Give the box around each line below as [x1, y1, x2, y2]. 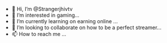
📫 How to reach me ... [11, 31, 66, 37]
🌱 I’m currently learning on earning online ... [11, 18, 118, 24]
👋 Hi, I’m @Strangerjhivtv [11, 6, 73, 12]
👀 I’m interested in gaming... [11, 12, 79, 19]
